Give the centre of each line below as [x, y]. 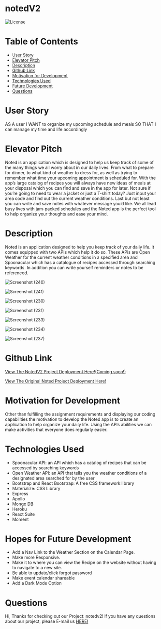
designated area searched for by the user [53, 478]
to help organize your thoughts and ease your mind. [57, 214]
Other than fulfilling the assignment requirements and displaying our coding [80, 414]
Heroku [19, 509]
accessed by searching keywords [45, 468]
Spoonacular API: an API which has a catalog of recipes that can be [79, 463]
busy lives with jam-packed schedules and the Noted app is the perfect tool [80, 209]
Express [20, 494]
